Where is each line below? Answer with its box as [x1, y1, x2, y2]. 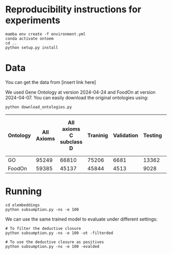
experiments [5, 14, 60, 26]
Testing [143, 132, 162, 139]
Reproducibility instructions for [5, 4, 142, 15]
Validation [113, 132, 138, 139]
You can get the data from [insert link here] [5, 79, 96, 85]
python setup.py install [5, 45, 58, 50]
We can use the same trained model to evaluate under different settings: [5, 216, 158, 222]
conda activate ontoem [5, 36, 54, 41]
